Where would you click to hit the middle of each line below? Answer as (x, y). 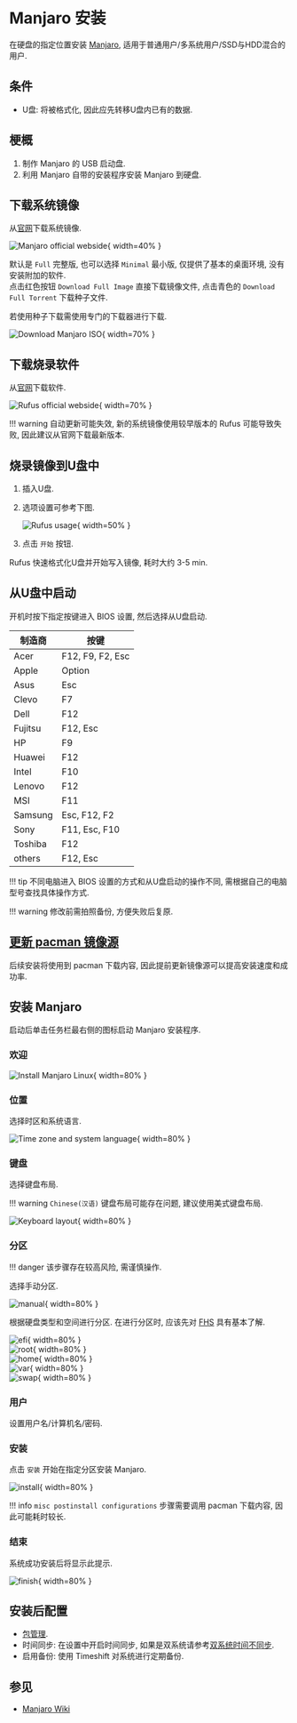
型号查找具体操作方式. (50, 892)
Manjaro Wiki (46, 1709)
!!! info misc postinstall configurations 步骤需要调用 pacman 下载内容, (141, 1506)
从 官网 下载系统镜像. (46, 228)
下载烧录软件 (44, 364)
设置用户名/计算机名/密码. (56, 1422)
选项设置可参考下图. (58, 507)
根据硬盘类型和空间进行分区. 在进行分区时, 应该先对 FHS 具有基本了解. (137, 1322)
